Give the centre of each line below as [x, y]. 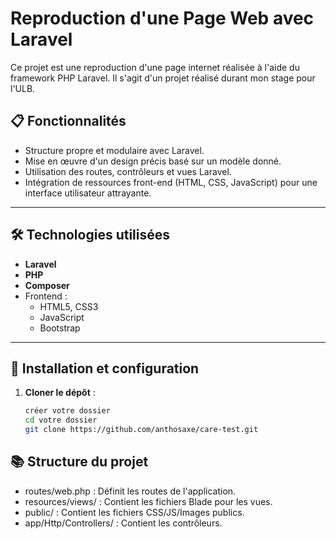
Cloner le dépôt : [60, 393]
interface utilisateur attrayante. [88, 193]
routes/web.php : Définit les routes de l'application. [130, 491]
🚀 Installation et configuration [105, 368]
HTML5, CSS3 [69, 306]
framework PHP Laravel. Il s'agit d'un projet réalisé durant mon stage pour [163, 78]
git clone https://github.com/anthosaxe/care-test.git [141, 430]
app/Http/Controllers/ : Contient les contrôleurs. [123, 523]
